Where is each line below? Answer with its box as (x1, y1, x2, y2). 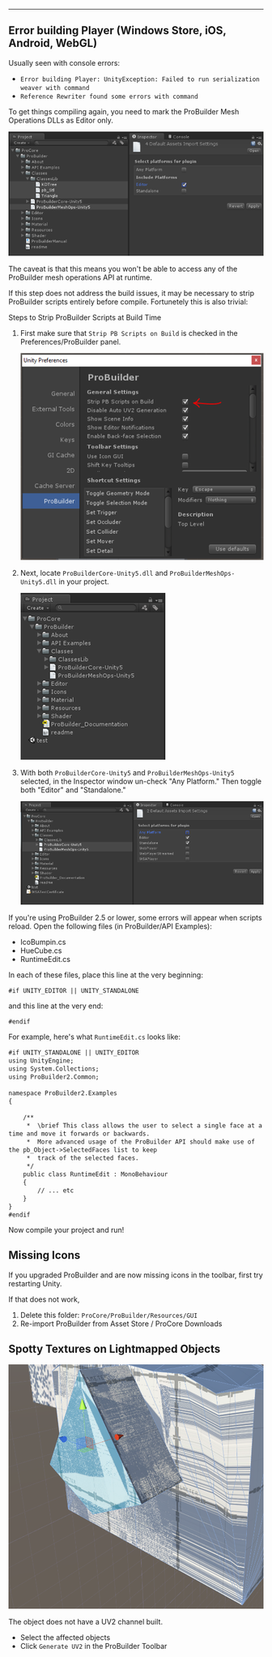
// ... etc (37, 1187, 74, 1195)
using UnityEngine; (8, 1057, 74, 1065)
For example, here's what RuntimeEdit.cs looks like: (8, 1032, 181, 1042)
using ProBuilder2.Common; (8, 1073, 100, 1081)
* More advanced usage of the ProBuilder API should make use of (26, 1138, 255, 1146)
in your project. (58, 577, 109, 586)
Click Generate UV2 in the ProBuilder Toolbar (19, 1642, 168, 1651)
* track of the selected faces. (26, 1154, 139, 1162)
